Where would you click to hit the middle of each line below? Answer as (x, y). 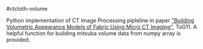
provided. (18, 40)
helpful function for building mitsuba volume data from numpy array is (94, 33)
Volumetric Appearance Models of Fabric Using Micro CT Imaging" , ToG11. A (101, 27)
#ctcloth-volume (27, 9)
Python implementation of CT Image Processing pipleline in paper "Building (100, 20)
